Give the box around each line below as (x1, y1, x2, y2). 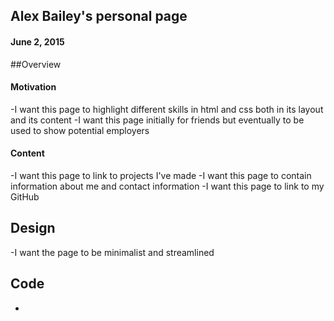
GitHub (10, 191, 40, 203)
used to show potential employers (10, 124, 150, 136)
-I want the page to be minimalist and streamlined (10, 246, 215, 258)
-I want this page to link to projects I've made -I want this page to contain (10, 170, 312, 181)
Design (10, 220, 56, 237)
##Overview (10, 58, 62, 70)
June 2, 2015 (10, 35, 65, 48)
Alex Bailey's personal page (10, 8, 188, 25)
